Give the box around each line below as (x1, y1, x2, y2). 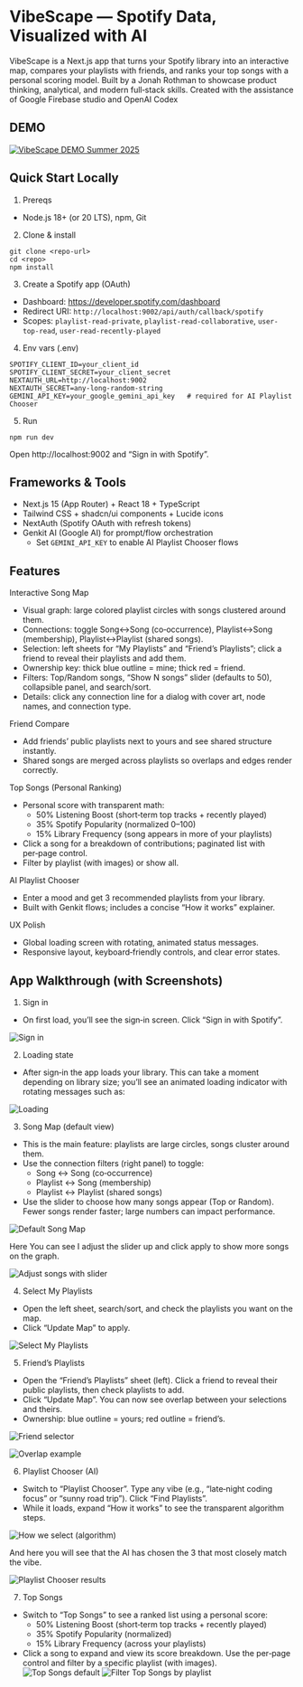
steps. (22, 1513, 46, 1522)
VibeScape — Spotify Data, (9, 6, 216, 27)
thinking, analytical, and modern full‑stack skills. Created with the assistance (9, 84, 294, 95)
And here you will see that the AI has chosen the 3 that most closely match (9, 1548, 287, 1558)
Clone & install (22, 229, 77, 240)
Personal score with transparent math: (22, 800, 165, 811)
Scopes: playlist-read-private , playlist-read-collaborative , (22, 315, 256, 326)
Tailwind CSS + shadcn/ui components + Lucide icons (22, 508, 224, 519)
